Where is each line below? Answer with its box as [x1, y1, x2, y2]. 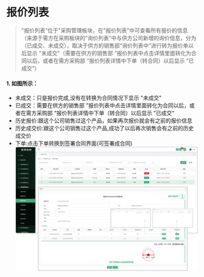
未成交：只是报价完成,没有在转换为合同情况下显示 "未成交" [15, 95, 162, 102]
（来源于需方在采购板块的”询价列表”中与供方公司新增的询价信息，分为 [21, 34, 197, 41]
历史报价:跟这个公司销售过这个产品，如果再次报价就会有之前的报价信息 [15, 117, 192, 124]
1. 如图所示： [6, 79, 38, 87]
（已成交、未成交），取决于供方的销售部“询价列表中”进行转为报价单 [21, 42, 189, 49]
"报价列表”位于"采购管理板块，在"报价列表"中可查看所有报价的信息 [21, 27, 188, 34]
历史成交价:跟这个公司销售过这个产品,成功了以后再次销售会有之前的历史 [15, 125, 194, 132]
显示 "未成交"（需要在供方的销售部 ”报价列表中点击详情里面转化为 [26, 49, 191, 56]
